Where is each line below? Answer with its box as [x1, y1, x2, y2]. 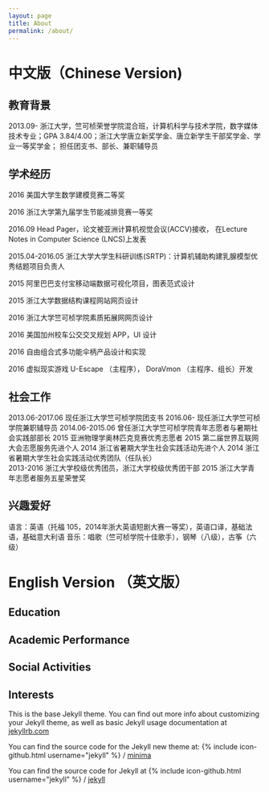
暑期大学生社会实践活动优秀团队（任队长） [14, 453, 157, 463]
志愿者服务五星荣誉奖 [14, 473, 86, 483]
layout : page [8, 11, 52, 20]
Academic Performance [8, 633, 130, 646]
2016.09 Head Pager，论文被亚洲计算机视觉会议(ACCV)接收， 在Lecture [8, 225, 247, 234]
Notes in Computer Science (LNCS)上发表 [8, 234, 147, 244]
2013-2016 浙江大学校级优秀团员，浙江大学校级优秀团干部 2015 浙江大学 [8, 464, 248, 472]
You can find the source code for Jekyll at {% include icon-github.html [8, 765, 242, 775]
